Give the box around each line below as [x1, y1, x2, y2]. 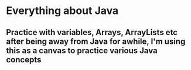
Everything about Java [6, 4, 119, 17]
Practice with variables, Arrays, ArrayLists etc [6, 27, 178, 37]
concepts [6, 54, 42, 65]
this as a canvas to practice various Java [6, 45, 158, 55]
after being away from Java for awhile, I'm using [6, 36, 186, 46]
